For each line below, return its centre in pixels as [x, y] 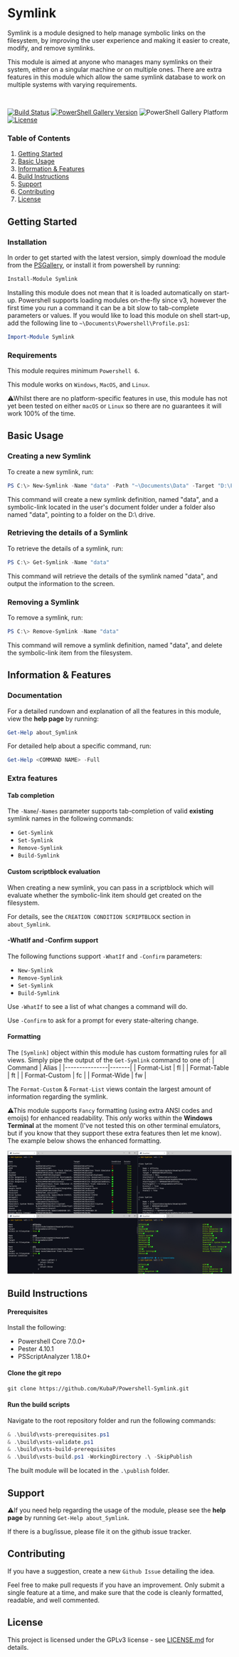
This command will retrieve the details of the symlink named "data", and [113, 576]
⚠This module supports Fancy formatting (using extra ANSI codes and [110, 1111]
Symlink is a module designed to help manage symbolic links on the [107, 33]
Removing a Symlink [43, 602]
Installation [27, 242]
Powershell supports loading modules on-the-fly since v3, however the [122, 300]
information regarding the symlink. [58, 1097]
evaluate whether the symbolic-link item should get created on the [105, 895]
